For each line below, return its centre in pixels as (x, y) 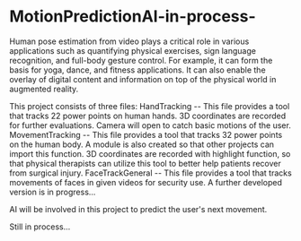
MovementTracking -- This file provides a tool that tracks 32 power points (146, 134)
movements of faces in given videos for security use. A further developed (146, 182)
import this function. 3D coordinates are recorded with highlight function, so (150, 153)
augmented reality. (44, 89)
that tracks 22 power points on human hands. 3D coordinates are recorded (147, 116)
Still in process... (40, 227)
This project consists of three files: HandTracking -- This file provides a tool (150, 106)
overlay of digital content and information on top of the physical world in (143, 79)
